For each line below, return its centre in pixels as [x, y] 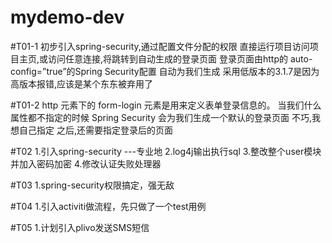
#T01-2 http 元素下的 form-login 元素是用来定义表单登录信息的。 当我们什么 [166, 105]
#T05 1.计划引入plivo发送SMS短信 [80, 227]
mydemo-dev [67, 17]
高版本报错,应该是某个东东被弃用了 [82, 83]
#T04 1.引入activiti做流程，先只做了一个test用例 [108, 206]
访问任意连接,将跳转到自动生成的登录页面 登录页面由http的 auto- [180, 58]
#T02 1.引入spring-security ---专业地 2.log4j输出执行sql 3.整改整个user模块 [166, 151]
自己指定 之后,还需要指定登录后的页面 [95, 130]
